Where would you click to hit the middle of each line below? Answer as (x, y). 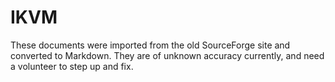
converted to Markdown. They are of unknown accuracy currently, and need (167, 55)
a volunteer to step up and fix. (72, 66)
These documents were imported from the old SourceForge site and (150, 45)
